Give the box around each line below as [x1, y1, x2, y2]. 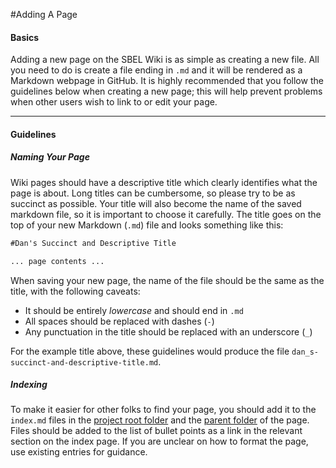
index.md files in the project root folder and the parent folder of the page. [10, 414, 310, 426]
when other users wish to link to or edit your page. [10, 96, 218, 108]
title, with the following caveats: [10, 285, 141, 297]
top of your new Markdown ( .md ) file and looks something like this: [10, 219, 284, 231]
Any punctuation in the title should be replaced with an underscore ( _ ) [24, 325, 313, 338]
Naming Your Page [10, 151, 90, 163]
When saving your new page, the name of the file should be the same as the [10, 274, 325, 286]
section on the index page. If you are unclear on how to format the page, [10, 435, 309, 448]
